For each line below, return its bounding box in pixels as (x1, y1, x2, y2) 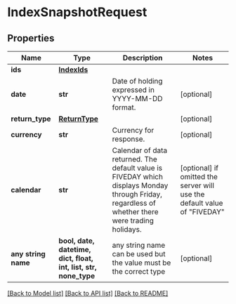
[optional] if (180, 163, 219, 173)
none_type (58, 271, 96, 281)
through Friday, (112, 190, 163, 199)
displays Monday (112, 180, 169, 190)
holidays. (112, 225, 142, 234)
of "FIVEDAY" (180, 207, 225, 216)
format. (112, 103, 136, 112)
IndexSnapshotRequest (7, 4, 147, 20)
